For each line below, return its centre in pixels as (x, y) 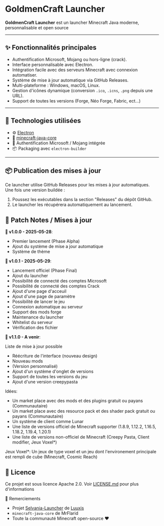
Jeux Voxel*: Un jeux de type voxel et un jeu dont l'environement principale (81, 452)
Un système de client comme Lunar (48, 422)
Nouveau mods (27, 361)
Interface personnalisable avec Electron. (53, 64)
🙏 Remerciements (23, 498)
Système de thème (31, 252)
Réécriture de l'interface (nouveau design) (55, 356)
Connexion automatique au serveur (47, 307)
